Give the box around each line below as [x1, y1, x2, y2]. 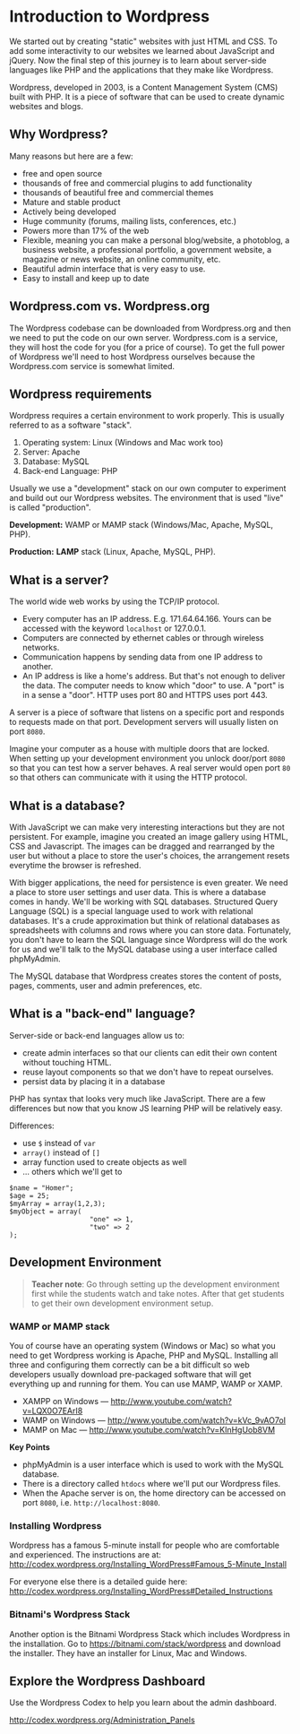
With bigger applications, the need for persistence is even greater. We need [9, 877, 288, 888]
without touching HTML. [21, 1057, 112, 1067]
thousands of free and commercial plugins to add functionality [21, 177, 253, 188]
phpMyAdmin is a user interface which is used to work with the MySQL [21, 1459, 284, 1470]
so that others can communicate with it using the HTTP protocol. [9, 772, 248, 783]
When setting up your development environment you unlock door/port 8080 [9, 753, 286, 763]
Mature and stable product [21, 196, 121, 207]
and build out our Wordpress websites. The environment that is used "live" [9, 493, 284, 504]
